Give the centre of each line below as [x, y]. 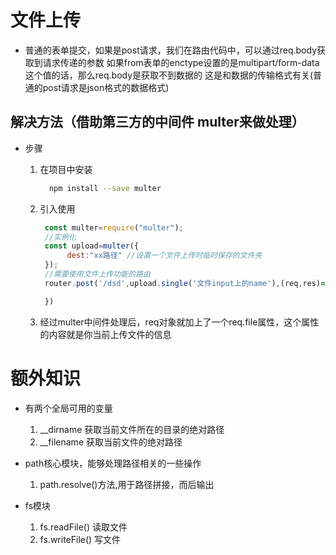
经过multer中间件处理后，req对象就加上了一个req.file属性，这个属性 [179, 322]
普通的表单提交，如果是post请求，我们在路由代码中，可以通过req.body [171, 50]
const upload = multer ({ [92, 246]
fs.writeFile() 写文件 [80, 539]
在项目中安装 [66, 169]
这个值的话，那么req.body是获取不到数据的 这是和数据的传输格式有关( [169, 75]
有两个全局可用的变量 [68, 408]
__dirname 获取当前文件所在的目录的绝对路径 [132, 429]
